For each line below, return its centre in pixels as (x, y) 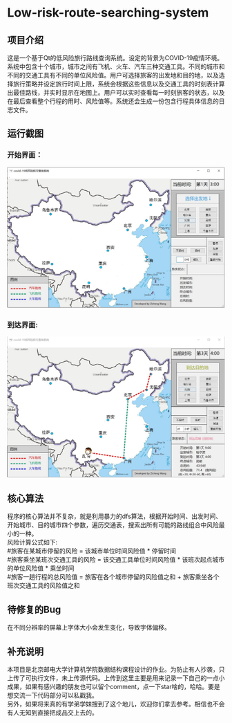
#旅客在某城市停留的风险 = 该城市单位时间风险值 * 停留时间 (91, 551)
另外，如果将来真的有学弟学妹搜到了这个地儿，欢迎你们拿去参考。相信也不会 (116, 704)
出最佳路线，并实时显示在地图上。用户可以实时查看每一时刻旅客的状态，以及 (116, 92)
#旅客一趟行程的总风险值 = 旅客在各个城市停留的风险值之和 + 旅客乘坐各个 (113, 577)
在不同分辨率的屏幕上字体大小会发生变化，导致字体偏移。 (89, 628)
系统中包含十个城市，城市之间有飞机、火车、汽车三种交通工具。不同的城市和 (116, 66)
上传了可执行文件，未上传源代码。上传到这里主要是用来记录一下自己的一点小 (116, 678)
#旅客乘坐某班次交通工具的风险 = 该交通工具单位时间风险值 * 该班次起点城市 (116, 560)
